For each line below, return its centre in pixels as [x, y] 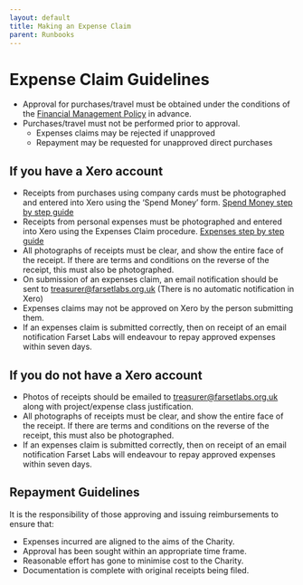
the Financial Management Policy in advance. [107, 114]
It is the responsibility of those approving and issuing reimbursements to [144, 514]
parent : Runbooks [42, 34]
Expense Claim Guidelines [109, 79]
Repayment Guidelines [75, 492]
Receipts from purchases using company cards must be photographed [154, 193]
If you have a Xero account [86, 171]
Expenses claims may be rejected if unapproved [125, 133]
